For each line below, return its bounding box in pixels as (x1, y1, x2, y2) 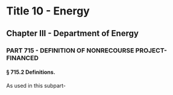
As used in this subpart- (6, 82, 66, 89)
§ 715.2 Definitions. (6, 69, 55, 76)
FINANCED (6, 54, 39, 62)
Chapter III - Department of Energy (6, 28, 139, 38)
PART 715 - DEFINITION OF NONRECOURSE (6, 46, 134, 55)
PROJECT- (135, 46, 168, 55)
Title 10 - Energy (6, 4, 90, 18)
